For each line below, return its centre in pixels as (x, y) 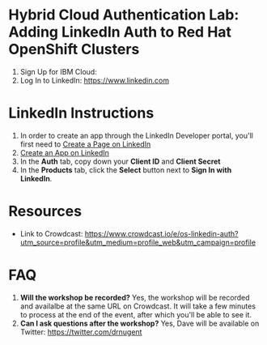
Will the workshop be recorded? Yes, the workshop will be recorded (135, 297)
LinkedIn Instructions (81, 113)
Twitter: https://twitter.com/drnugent (81, 332)
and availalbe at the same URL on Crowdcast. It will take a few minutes (138, 306)
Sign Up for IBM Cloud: (58, 71)
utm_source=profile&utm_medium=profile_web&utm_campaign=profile (138, 242)
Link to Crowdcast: (51, 233)
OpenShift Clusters (74, 49)
